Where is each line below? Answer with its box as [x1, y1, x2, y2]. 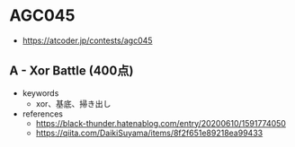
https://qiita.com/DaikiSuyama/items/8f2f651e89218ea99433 [35, 127, 264, 138]
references [22, 108, 63, 119]
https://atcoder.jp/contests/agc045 [22, 35, 153, 46]
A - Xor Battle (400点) [9, 64, 134, 79]
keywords [22, 87, 59, 99]
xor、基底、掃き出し [35, 98, 112, 108]
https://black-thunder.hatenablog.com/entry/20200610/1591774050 [35, 117, 286, 128]
